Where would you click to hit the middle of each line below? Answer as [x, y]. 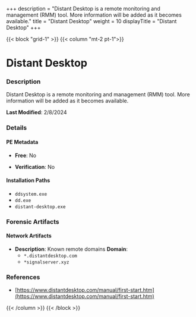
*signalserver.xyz [46, 262]
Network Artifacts [29, 236]
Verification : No [35, 167]
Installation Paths [28, 180]
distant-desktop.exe [40, 207]
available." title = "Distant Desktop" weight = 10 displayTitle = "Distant [91, 21]
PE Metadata [22, 142]
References [23, 277]
